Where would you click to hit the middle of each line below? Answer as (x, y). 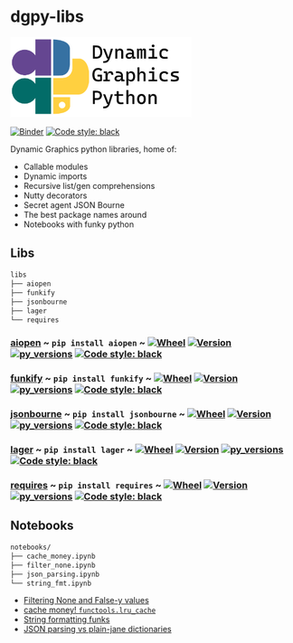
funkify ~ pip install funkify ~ (81, 378)
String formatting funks (66, 619)
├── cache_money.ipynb (53, 557)
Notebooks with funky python (79, 224)
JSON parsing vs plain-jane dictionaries (97, 629)
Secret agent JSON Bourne (74, 205)
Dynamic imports (55, 176)
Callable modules (56, 167)
